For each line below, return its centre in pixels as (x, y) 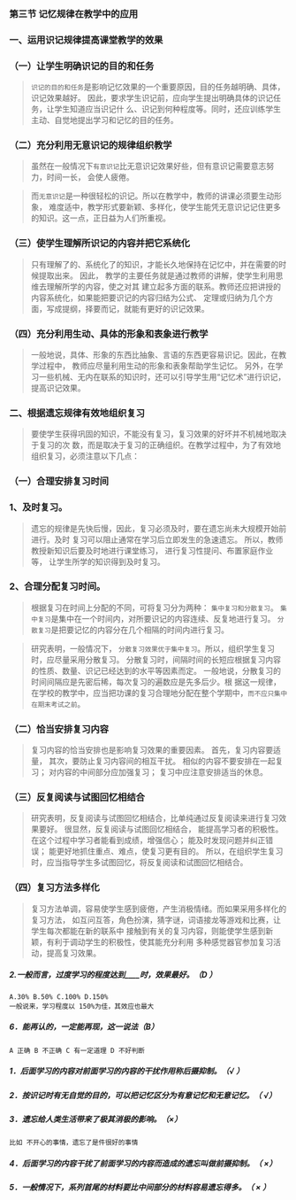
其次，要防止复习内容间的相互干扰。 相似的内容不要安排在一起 (162, 761)
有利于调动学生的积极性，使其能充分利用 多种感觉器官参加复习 (160, 941)
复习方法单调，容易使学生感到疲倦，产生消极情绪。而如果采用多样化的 (159, 909)
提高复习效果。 (74, 953)
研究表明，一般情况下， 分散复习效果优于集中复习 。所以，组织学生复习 (153, 648)
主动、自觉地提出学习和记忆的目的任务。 (104, 120)
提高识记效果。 (58, 388)
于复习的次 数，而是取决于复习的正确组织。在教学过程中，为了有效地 (156, 445)
